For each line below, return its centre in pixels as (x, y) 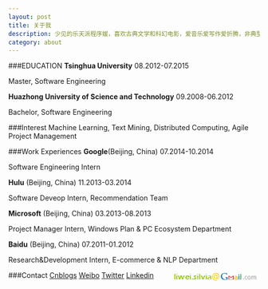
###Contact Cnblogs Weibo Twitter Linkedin (81, 275)
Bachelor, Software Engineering (60, 113)
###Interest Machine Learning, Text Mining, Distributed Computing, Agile (128, 128)
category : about (35, 42)
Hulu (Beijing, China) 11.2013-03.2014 (70, 183)
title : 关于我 (30, 25)
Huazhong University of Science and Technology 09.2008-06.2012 (121, 97)
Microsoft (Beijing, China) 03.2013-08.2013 (80, 214)
